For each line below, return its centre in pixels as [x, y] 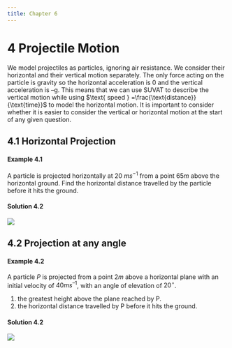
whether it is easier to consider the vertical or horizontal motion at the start [115, 112]
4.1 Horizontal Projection [62, 141]
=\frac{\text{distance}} [164, 97]
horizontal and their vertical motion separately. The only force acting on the [116, 75]
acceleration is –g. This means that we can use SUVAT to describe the [108, 90]
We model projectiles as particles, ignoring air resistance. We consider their [116, 68]
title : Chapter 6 [32, 14]
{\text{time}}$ [27, 105]
